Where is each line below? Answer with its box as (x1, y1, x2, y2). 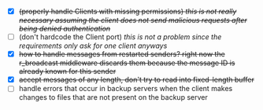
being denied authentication (18, 24, 111, 34)
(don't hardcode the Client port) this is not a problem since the (18, 32, 222, 42)
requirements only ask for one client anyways (18, 41, 168, 50)
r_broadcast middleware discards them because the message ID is (18, 58, 235, 68)
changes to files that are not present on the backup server (18, 93, 208, 102)
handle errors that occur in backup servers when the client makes (18, 84, 233, 93)
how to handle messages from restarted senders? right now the (18, 49, 225, 59)
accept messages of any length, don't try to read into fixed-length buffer (18, 75, 255, 85)
